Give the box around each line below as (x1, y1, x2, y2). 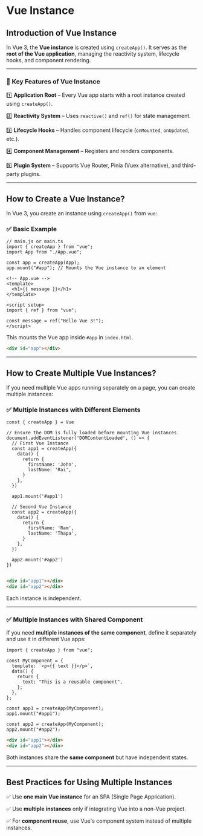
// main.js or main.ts (6, 238, 63, 245)
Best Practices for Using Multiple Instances (6, 777, 173, 787)
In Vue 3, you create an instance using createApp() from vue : (6, 210, 158, 217)
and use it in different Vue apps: (6, 636, 86, 643)
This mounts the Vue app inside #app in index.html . (6, 334, 134, 341)
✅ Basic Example (6, 225, 57, 233)
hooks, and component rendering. (6, 57, 91, 64)
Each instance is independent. (6, 595, 82, 602)
